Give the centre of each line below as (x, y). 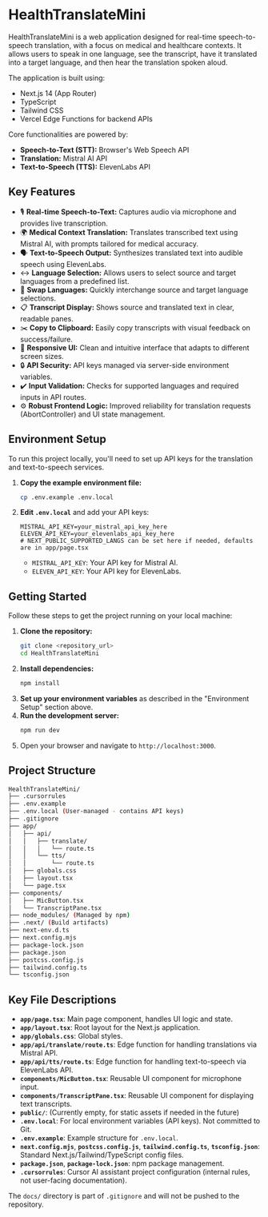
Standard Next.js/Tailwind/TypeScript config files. (102, 1155)
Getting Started (48, 596)
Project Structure (52, 770)
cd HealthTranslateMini (60, 653)
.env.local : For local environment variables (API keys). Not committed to (140, 1121)
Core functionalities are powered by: (68, 134)
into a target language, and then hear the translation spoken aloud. (118, 62)
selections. (38, 298)
